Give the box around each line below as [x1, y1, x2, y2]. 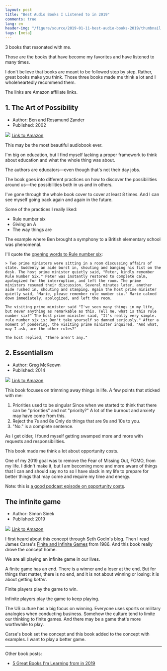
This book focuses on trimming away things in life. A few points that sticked [5, 387, 160, 393]
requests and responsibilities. [5, 438, 66, 444]
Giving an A [12, 221, 36, 227]
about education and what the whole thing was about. [5, 157, 115, 163]
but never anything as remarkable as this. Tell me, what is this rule [5, 309, 157, 314]
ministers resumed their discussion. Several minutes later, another [5, 282, 153, 287]
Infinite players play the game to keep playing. [5, 596, 99, 602]
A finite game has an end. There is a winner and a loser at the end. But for [5, 566, 157, 572]
